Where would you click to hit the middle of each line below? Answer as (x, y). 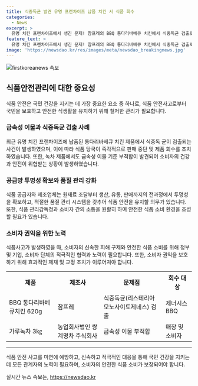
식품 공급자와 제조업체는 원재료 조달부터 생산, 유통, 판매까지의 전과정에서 (89, 194)
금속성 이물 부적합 (127, 332)
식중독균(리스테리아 (129, 298)
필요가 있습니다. (30, 217)
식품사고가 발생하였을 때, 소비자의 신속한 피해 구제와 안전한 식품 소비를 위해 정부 (98, 247)
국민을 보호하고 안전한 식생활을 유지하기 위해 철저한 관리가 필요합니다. (86, 111)
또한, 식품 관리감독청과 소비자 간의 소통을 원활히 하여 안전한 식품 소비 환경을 (93, 209)
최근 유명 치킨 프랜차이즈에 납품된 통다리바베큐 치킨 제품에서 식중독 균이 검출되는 (99, 141)
